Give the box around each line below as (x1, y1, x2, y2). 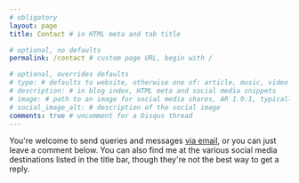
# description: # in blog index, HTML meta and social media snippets (9, 86, 277, 95)
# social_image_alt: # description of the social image (9, 103, 221, 112)
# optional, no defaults (9, 45, 101, 54)
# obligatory (9, 12, 58, 22)
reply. (9, 163, 30, 174)
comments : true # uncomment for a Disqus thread (9, 111, 193, 120)
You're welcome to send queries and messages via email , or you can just (9, 135, 277, 147)
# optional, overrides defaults (9, 70, 129, 79)
